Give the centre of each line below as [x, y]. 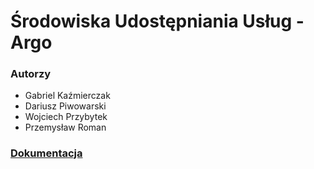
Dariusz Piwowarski [65, 106]
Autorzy [31, 74]
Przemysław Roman [65, 127]
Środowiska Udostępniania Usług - [157, 21]
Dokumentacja [46, 153]
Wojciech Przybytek [66, 117]
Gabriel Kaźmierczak [67, 96]
